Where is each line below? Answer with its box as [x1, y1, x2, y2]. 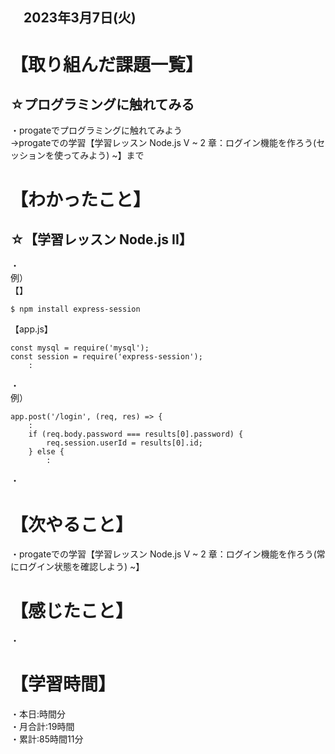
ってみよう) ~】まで [62, 149, 145, 162]
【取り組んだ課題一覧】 [10, 53, 204, 76]
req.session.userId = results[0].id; [46, 438, 203, 448]
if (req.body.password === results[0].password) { [28, 429, 244, 440]
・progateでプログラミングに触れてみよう [10, 124, 183, 137]
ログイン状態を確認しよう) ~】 [18, 561, 145, 573]
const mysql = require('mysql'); [10, 343, 150, 353]
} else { [28, 447, 65, 457]
